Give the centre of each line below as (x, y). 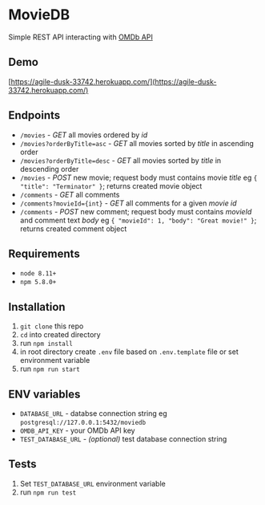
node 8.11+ (38, 274)
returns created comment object (73, 228)
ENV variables (44, 394)
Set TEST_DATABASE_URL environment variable (92, 483)
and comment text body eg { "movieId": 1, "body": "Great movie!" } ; (138, 220)
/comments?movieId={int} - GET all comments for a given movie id (128, 203)
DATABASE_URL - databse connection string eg (94, 413)
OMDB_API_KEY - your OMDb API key (77, 430)
